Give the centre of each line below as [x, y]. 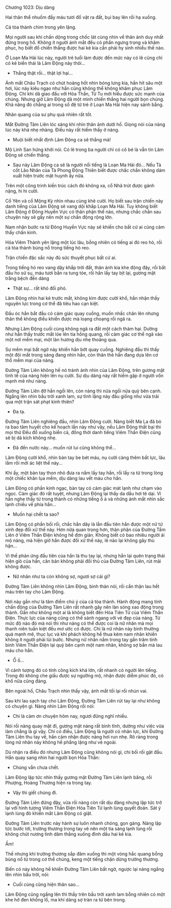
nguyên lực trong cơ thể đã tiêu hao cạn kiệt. [52, 304]
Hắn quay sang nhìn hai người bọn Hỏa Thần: [53, 758]
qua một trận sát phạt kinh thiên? [40, 402]
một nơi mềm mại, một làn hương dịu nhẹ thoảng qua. [61, 339]
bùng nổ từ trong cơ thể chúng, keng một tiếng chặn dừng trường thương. [82, 859]
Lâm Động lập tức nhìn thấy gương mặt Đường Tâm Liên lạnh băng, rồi [79, 777]
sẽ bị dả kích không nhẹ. [31, 438]
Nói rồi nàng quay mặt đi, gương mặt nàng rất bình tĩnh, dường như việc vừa [85, 726]
